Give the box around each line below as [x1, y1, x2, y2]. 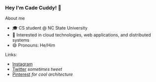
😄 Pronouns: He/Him [12, 42, 55, 48]
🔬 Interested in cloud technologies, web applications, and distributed [12, 32, 151, 38]
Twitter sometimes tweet [12, 66, 62, 72]
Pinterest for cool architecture [12, 71, 73, 77]
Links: [5, 52, 17, 58]
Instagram [12, 61, 33, 67]
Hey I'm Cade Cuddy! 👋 [5, 4, 61, 11]
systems [12, 37, 29, 43]
